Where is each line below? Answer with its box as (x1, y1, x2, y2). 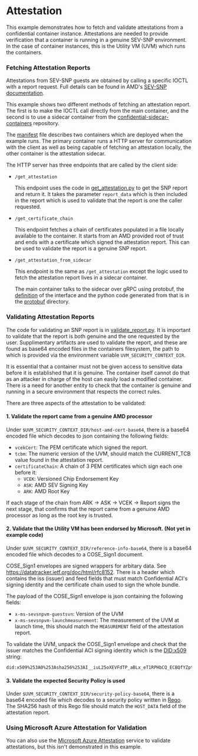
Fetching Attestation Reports (6, 63, 91, 71)
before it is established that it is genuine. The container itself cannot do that (6, 369, 190, 376)
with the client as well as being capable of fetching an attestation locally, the (6, 144, 192, 151)
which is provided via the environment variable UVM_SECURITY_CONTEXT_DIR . (6, 351, 186, 359)
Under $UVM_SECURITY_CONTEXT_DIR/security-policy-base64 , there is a (6, 690, 175, 698)
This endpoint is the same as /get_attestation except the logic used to (14, 268, 189, 275)
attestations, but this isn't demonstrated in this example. (6, 743, 143, 751)
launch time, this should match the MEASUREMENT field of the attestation (14, 623, 184, 630)
